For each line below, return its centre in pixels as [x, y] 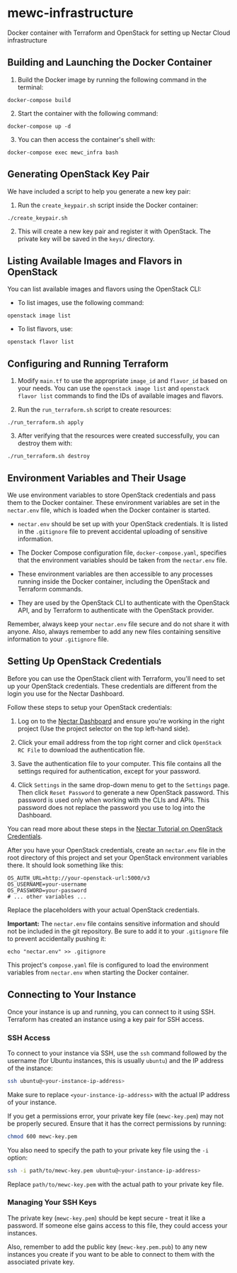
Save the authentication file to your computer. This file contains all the [119, 763]
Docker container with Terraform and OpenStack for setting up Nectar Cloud [119, 33]
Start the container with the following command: [88, 113]
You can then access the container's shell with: [86, 139]
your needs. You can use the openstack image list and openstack [113, 389]
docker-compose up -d [39, 126]
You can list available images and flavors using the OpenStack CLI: [104, 289]
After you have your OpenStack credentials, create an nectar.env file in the [117, 850]
